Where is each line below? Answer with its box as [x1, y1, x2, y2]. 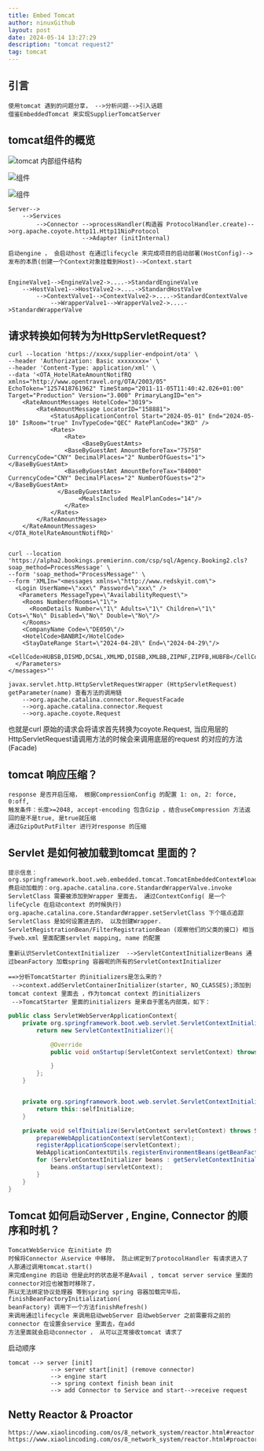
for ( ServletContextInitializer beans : [36, 1156, 170, 1164]
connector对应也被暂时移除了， [8, 1280, 99, 1288]
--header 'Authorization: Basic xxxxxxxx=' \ [8, 357, 159, 366]
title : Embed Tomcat [8, 11, 76, 20]
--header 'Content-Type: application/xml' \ [8, 364, 156, 372]
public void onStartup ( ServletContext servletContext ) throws [49, 1048, 258, 1056]
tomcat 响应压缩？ [8, 768, 98, 781]
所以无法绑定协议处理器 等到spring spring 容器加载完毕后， [8, 1288, 185, 1296]
